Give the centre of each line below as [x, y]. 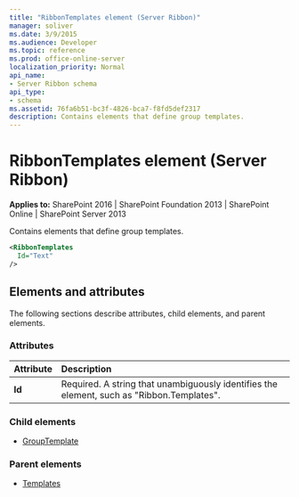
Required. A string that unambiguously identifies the [170, 384]
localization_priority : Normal [67, 68]
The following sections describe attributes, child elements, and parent [137, 314]
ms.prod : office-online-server [67, 59]
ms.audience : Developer [53, 42]
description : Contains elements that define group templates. [127, 117]
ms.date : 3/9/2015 [43, 34]
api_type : [28, 92]
